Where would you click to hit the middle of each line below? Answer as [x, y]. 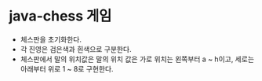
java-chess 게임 [60, 16]
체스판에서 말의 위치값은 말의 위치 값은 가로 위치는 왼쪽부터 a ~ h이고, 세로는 [137, 59]
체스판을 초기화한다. [51, 39]
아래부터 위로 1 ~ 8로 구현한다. [67, 68]
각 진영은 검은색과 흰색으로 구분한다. [76, 49]
